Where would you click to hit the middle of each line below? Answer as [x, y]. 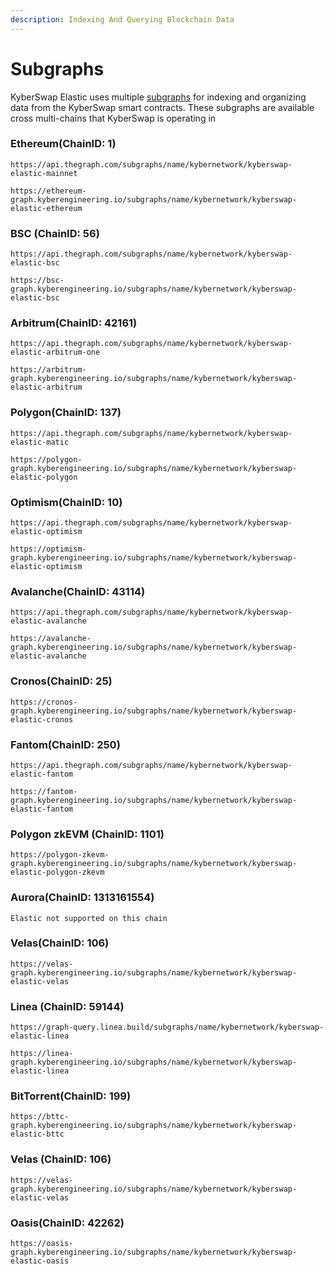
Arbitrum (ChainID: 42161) [74, 323]
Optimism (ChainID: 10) [66, 502]
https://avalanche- [51, 639]
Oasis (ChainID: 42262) [67, 1223]
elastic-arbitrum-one [55, 352]
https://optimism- [48, 549]
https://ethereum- [48, 191]
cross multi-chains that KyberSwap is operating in [113, 118]
